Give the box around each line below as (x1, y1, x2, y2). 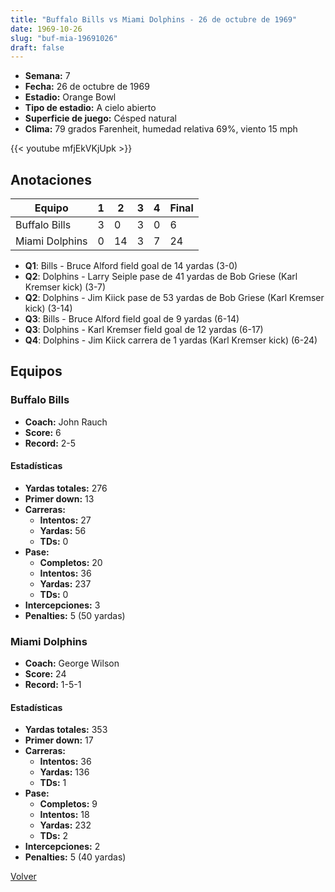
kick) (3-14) (24, 302, 73, 315)
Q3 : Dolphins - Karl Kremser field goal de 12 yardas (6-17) (24, 324, 264, 336)
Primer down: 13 (24, 492, 95, 505)
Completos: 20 (39, 556, 103, 568)
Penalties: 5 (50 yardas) (24, 609, 126, 621)
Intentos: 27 (39, 514, 92, 526)
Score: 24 (24, 668, 67, 680)
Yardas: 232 (39, 819, 92, 831)
